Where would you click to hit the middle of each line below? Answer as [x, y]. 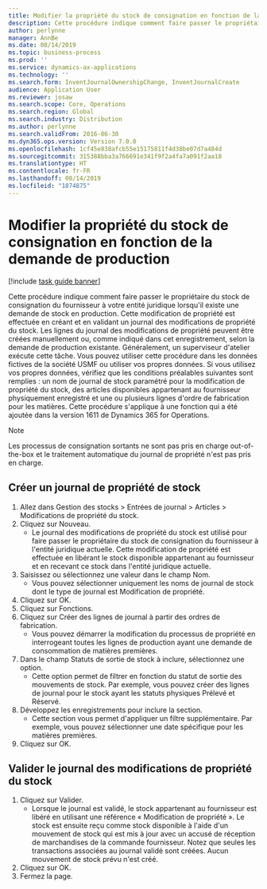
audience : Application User [55, 90]
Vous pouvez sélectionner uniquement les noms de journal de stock [143, 583]
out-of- [242, 446]
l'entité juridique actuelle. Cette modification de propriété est [131, 549]
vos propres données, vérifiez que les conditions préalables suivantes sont [131, 372]
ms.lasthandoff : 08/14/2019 [55, 179]
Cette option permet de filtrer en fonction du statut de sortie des [137, 676]
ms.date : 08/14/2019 [43, 45]
